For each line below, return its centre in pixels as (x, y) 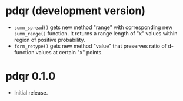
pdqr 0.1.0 (31, 76)
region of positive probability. (49, 40)
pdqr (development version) (75, 11)
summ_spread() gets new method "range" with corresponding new (93, 27)
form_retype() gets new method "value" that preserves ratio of (90, 46)
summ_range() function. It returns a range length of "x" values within (96, 33)
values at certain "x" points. (69, 52)
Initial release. (31, 92)
